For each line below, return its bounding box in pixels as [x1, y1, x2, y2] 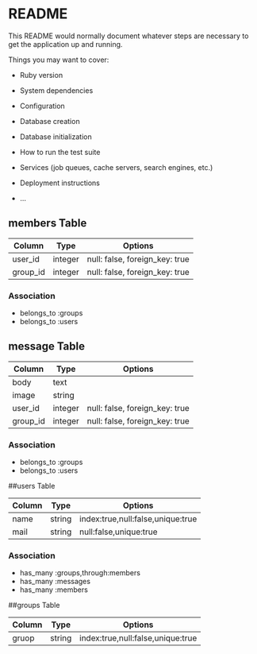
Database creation [19, 116, 81, 126]
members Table [8, 216, 87, 230]
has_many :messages [19, 577, 91, 586]
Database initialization [19, 132, 93, 141]
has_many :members [19, 585, 89, 594]
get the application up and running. [8, 39, 123, 48]
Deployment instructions [19, 178, 101, 188]
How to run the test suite [19, 147, 101, 157]
